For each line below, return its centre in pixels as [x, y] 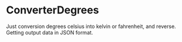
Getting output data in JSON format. [50, 32]
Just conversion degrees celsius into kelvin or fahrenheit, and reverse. [91, 26]
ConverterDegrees [53, 10]
